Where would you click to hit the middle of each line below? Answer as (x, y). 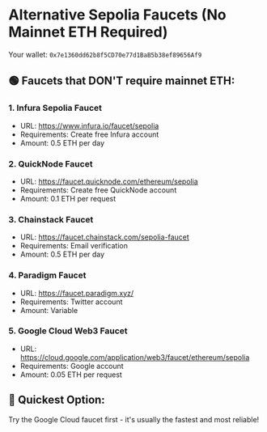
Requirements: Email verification (74, 246)
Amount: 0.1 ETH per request (68, 198)
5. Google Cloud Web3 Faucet (68, 331)
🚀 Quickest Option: (57, 400)
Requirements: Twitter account (71, 302)
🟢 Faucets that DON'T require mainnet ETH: (122, 81)
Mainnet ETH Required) (88, 32)
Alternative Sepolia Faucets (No (117, 15)
